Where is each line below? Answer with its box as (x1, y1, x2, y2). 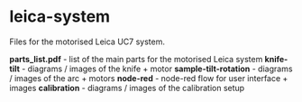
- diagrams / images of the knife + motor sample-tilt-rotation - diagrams (21, 63, 293, 74)
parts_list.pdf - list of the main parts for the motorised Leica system (9, 53, 263, 64)
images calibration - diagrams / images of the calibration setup (9, 82, 245, 93)
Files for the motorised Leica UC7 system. (9, 36, 165, 47)
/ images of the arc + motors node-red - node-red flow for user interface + (9, 72, 288, 83)
